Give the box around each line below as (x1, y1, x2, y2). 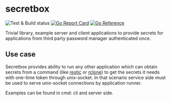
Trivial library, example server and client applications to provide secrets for (5, 30, 163, 36)
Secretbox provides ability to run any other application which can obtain (5, 63, 158, 69)
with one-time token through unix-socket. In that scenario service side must (5, 74, 166, 81)
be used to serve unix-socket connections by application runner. (5, 80, 142, 86)
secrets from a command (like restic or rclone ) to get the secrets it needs (5, 69, 160, 75)
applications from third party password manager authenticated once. (5, 35, 151, 41)
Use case (5, 50, 36, 59)
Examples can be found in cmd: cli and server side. (5, 90, 114, 96)
